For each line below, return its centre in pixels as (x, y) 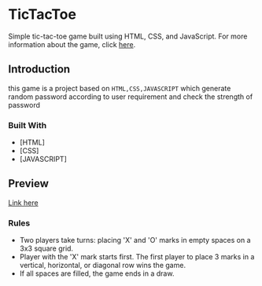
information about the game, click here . (72, 44)
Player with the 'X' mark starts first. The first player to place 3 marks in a (137, 257)
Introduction (39, 70)
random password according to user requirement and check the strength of (131, 97)
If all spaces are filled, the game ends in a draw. (97, 273)
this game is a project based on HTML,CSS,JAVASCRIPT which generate (120, 88)
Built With (28, 125)
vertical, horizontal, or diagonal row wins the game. (103, 266)
